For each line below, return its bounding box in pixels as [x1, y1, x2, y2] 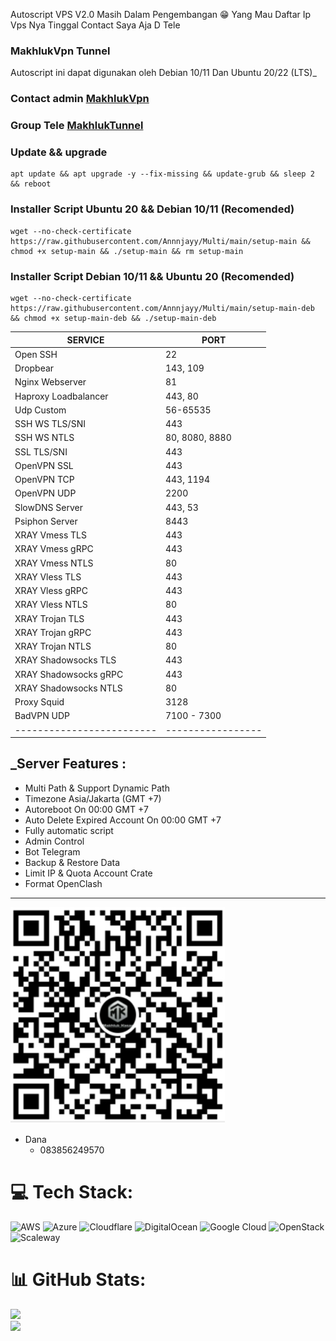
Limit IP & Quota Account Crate [24, 867, 153, 879]
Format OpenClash [24, 877, 103, 889]
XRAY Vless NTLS [14, 599, 88, 611]
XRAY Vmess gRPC [14, 543, 94, 555]
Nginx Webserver [14, 376, 87, 388]
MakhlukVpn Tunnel [10, 44, 111, 58]
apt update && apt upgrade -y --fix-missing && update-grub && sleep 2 [10, 169, 315, 179]
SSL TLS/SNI [14, 445, 68, 458]
